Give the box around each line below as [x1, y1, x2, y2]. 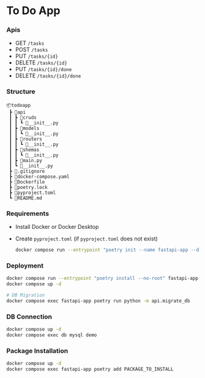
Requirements [6, 209, 50, 218]
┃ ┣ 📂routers [9, 136, 43, 142]
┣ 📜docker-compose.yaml [9, 173, 70, 180]
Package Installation [6, 346, 69, 355]
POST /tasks [15, 46, 48, 53]
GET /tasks [15, 39, 45, 47]
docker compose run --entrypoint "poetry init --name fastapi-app [15, 247, 188, 253]
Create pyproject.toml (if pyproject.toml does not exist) [15, 235, 158, 242]
